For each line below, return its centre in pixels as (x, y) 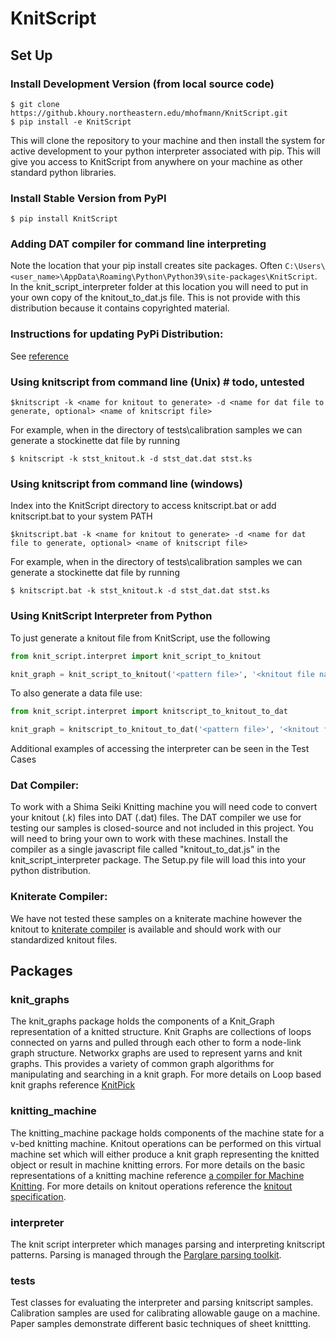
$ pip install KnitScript (64, 219)
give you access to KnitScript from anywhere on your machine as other (156, 161)
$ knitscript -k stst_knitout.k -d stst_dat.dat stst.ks (131, 459)
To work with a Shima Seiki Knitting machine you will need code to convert (164, 807)
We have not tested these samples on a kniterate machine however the (156, 918)
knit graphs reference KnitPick (73, 1085)
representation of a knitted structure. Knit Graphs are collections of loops (161, 1032)
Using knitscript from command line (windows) (126, 484)
